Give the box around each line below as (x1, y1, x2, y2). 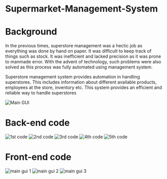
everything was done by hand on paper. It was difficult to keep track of (5, 48, 152, 54)
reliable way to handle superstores (5, 90, 77, 96)
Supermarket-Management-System (5, 3, 158, 15)
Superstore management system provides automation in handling (5, 74, 140, 80)
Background (5, 26, 57, 38)
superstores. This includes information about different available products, (5, 79, 157, 85)
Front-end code (5, 151, 72, 163)
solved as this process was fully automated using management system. (5, 64, 153, 70)
